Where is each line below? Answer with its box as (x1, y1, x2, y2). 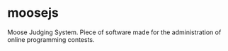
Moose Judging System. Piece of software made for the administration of (7, 28, 222, 36)
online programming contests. (7, 35, 95, 43)
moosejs (7, 5, 59, 21)
